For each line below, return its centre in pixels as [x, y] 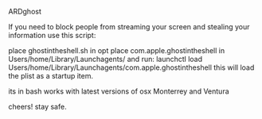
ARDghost [25, 12]
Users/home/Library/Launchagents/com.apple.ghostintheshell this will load [131, 67]
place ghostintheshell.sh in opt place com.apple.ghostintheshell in [117, 50]
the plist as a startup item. [51, 76]
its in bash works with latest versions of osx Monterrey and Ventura [119, 91]
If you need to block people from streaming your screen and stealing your [129, 27]
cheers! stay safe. [37, 107]
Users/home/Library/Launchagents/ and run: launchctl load [106, 59]
